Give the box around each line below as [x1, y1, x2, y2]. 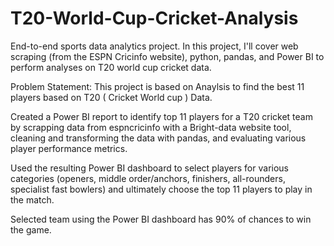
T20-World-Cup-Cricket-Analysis [10, 7, 299, 30]
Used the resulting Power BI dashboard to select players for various [10, 162, 289, 174]
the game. [10, 223, 52, 236]
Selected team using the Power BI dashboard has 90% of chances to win [10, 213, 312, 225]
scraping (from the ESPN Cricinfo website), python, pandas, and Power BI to [10, 50, 325, 62]
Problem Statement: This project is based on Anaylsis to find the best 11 [10, 80, 305, 92]
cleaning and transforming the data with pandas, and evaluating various [10, 132, 307, 144]
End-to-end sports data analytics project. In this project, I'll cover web [10, 40, 299, 52]
